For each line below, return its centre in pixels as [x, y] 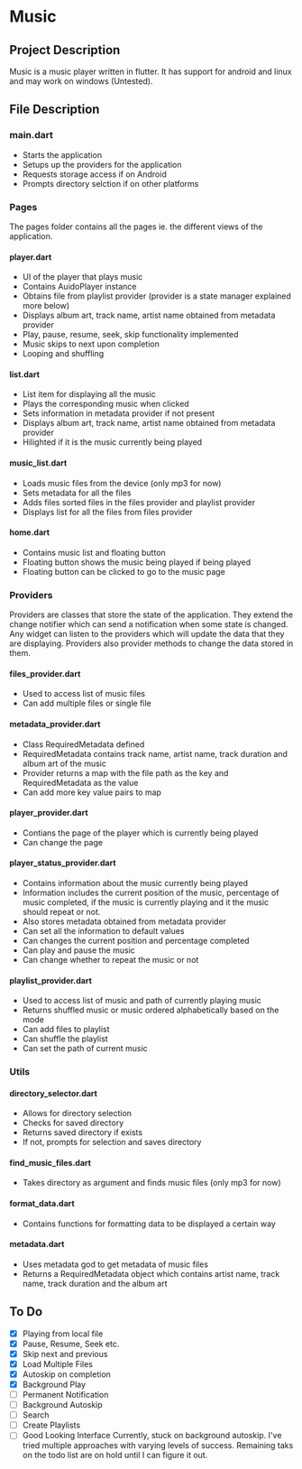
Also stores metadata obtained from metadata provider [124, 921]
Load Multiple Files [57, 1363]
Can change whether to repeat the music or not [110, 959]
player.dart [31, 257]
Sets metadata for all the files [77, 493]
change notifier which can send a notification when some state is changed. [149, 624]
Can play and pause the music [78, 950]
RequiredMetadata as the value [80, 782]
